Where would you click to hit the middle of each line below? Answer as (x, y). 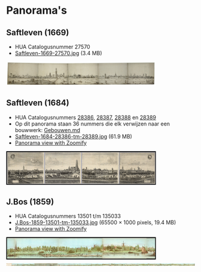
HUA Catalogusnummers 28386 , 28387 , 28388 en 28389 (86, 117)
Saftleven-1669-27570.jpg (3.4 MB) (59, 53)
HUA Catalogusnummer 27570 (53, 47)
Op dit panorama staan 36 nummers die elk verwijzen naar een (92, 124)
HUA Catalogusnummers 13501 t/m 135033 (68, 216)
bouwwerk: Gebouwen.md (48, 130)
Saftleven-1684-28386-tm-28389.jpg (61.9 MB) (74, 136)
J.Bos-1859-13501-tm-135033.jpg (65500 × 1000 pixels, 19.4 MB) (95, 222)
